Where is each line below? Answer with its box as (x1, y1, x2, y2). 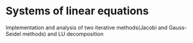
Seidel (5, 30, 22, 37)
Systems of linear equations (5, 4, 149, 18)
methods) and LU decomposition (22, 30, 103, 37)
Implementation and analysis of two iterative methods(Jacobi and (5, 24, 168, 31)
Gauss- (168, 24, 187, 31)
